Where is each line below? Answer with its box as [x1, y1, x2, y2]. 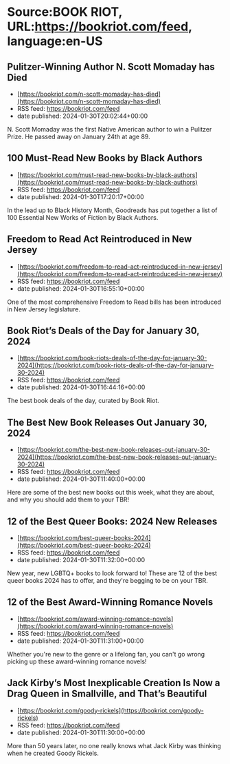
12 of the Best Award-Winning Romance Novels [7, 597, 214, 608]
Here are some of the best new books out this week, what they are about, [7, 488, 215, 497]
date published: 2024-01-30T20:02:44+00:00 [16, 112, 148, 120]
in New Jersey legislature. [7, 304, 81, 313]
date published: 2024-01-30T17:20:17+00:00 [16, 192, 144, 200]
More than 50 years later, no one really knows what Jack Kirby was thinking [7, 741, 222, 750]
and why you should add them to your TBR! [7, 495, 130, 504]
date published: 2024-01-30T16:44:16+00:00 [16, 383, 146, 391]
